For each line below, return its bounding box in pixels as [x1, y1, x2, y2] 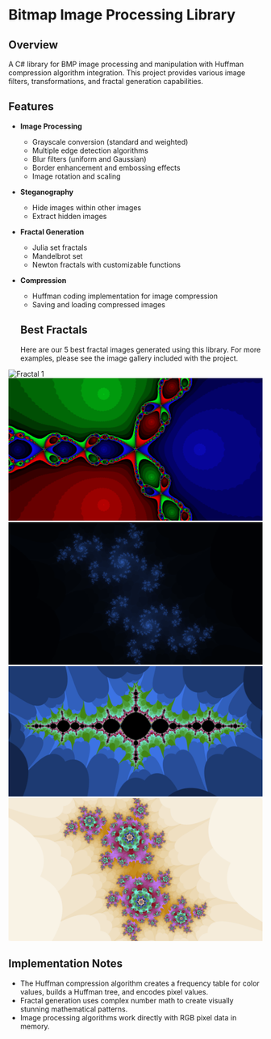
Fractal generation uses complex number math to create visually [19, 995, 234, 1005]
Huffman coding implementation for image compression [31, 291, 218, 301]
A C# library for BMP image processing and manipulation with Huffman [8, 59, 244, 69]
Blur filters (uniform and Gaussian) [31, 154, 147, 163]
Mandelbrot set [31, 251, 83, 260]
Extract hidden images [31, 211, 107, 221]
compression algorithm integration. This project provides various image [8, 68, 246, 78]
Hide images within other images [31, 202, 142, 212]
